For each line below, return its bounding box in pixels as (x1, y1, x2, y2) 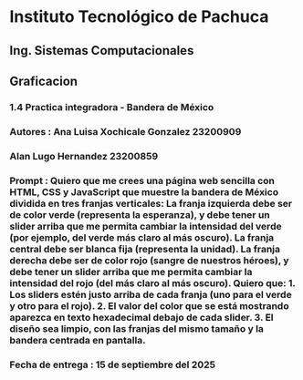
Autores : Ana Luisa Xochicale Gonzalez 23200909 (9, 125, 242, 138)
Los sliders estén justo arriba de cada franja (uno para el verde (9, 288, 292, 301)
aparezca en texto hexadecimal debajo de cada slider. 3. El (9, 311, 274, 324)
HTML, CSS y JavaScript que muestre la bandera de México (9, 185, 279, 198)
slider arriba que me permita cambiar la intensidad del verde (9, 220, 282, 232)
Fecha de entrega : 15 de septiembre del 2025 (9, 358, 216, 371)
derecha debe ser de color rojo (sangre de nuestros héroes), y (9, 253, 289, 266)
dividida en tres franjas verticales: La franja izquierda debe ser (9, 197, 293, 210)
